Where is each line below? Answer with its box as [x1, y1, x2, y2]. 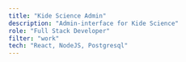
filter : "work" [8, 34, 60, 43]
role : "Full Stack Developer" [8, 27, 111, 35]
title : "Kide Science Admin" [8, 11, 107, 20]
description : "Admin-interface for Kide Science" [8, 19, 180, 27]
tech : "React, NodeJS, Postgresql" [8, 42, 129, 50]
